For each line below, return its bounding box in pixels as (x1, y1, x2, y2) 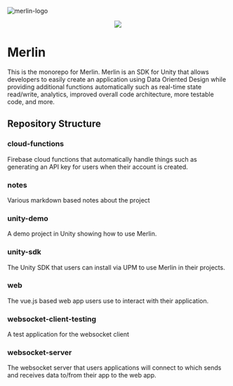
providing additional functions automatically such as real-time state (7, 82, 202, 91)
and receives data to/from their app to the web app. (7, 371, 157, 380)
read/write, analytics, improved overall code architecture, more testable (7, 90, 214, 98)
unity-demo (7, 213, 49, 223)
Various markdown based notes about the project (7, 195, 150, 204)
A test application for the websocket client (7, 330, 130, 339)
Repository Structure (7, 118, 102, 130)
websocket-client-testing (7, 314, 97, 323)
